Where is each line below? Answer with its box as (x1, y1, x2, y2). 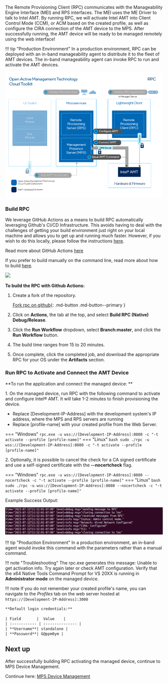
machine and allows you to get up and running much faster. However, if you (5, 232, 161, 239)
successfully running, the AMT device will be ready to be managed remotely (5, 31, 162, 36)
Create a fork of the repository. (12, 292, 76, 298)
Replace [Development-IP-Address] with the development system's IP (12, 410, 156, 416)
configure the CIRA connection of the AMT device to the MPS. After (5, 25, 144, 31)
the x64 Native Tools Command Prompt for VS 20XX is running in (5, 570, 139, 576)
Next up (5, 645, 30, 653)
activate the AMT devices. (5, 62, 59, 67)
